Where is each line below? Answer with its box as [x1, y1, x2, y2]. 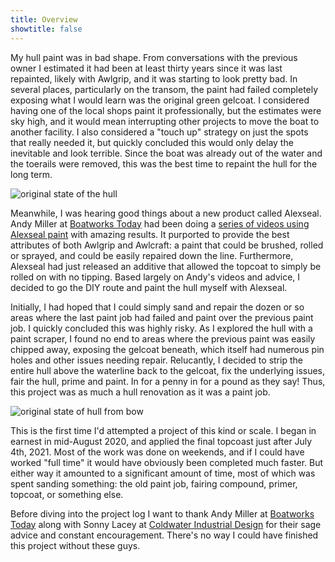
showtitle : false [10, 24, 83, 34]
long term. [10, 168, 53, 180]
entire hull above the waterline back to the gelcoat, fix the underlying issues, [10, 364, 326, 376]
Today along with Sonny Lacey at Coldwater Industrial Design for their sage [10, 518, 322, 530]
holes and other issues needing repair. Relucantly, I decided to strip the [10, 354, 303, 366]
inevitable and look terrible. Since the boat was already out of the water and [10, 147, 323, 159]
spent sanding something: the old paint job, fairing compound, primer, [10, 477, 298, 490]
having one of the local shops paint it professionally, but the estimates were [10, 104, 322, 116]
